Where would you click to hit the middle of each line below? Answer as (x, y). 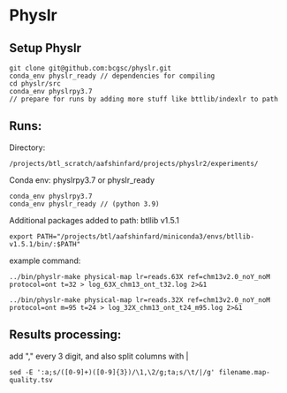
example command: (45, 261)
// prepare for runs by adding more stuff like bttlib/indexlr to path (143, 99)
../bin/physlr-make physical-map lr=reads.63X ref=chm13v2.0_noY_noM (140, 276)
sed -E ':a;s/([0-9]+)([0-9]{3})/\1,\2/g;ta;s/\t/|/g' (112, 372)
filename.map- (245, 372)
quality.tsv (31, 380)
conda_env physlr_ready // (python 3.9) (85, 204)
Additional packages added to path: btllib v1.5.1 (94, 220)
